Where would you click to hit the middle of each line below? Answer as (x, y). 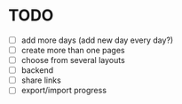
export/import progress (64, 91)
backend (37, 70)
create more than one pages (73, 50)
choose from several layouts (73, 60)
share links (41, 80)
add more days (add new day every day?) (97, 40)
